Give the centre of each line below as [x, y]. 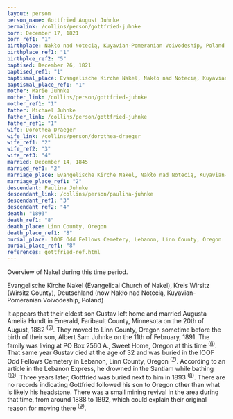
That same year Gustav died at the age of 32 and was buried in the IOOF [111, 353]
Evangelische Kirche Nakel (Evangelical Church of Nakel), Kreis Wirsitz [109, 285]
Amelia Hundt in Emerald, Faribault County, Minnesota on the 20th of [106, 321]
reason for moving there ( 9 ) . [47, 407]
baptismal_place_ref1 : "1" [46, 85]
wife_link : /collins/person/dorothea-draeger [74, 136]
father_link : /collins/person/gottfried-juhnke [77, 117]
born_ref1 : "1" [29, 40]
